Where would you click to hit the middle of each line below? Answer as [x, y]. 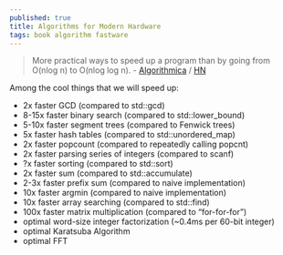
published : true [40, 18]
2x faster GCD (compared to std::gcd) [94, 106]
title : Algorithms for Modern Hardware [85, 26]
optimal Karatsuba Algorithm [76, 231]
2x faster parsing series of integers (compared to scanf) [128, 154]
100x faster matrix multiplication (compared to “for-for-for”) [135, 212]
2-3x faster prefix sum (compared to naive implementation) [134, 183]
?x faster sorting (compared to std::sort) [98, 164]
